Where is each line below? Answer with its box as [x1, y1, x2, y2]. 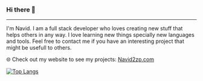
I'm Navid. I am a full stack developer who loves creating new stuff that [6, 25, 183, 32]
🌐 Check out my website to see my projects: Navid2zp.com [6, 56, 154, 63]
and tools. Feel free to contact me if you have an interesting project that [6, 37, 184, 45]
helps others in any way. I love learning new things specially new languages [6, 31, 195, 39]
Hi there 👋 [6, 5, 36, 14]
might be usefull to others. [6, 44, 72, 51]
